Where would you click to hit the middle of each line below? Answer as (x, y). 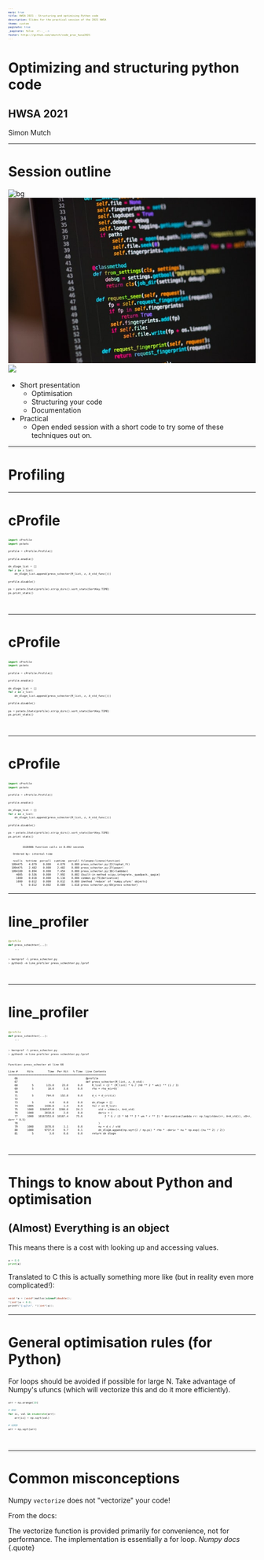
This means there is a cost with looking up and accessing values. (114, 1247)
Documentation (56, 410)
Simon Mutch (29, 133)
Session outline (60, 172)
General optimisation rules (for (110, 1343)
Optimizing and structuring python (124, 68)
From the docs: (33, 1515)
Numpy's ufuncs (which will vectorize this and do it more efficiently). (119, 1389)
